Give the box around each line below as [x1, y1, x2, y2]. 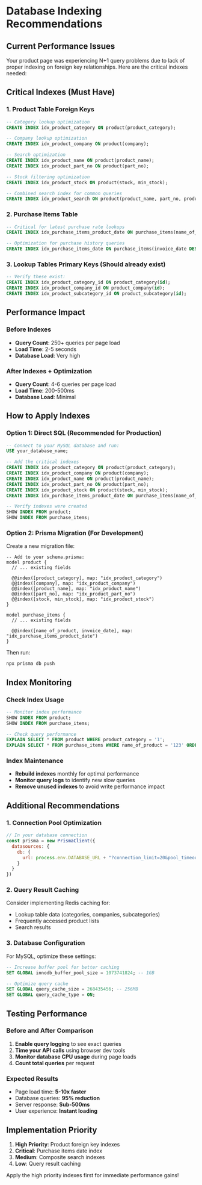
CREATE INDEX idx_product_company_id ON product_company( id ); [6, 285, 165, 291]
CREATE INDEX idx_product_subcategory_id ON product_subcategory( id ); [6, 291, 187, 297]
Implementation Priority [6, 1125, 97, 1135]
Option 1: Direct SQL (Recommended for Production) [6, 429, 162, 437]
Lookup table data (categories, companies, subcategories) [14, 911, 161, 918]
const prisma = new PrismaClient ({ [6, 838, 96, 844]
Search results [14, 924, 51, 931]
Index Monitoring [6, 677, 72, 688]
